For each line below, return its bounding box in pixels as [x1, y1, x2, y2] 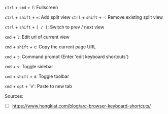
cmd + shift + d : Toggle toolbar [5, 73, 70, 79]
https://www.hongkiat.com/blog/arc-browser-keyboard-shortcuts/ [12, 103, 151, 109]
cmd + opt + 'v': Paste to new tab [5, 83, 72, 89]
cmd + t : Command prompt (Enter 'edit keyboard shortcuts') [5, 53, 129, 60]
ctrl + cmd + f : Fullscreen [5, 5, 58, 10]
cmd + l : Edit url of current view [5, 34, 70, 40]
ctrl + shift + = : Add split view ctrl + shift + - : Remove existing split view [5, 14, 163, 20]
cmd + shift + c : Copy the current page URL [5, 44, 96, 50]
